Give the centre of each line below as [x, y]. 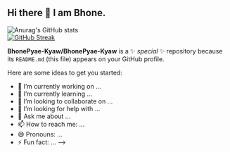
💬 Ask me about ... [44, 116]
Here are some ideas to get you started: [65, 72]
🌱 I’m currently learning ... [55, 94]
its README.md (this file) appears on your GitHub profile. [86, 59]
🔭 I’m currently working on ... [59, 86]
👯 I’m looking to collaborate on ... [65, 101]
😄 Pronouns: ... [40, 134]
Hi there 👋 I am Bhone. [57, 13]
